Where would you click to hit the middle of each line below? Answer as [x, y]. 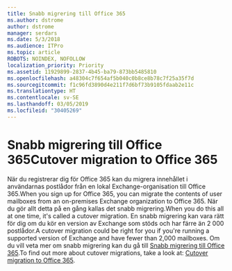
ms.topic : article [34, 53]
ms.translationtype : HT [42, 91]
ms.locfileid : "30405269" [44, 110]
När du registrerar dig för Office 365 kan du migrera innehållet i [98, 179]
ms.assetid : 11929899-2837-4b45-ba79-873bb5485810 [82, 72]
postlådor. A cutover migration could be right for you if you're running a [108, 231]
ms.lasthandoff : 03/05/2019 [48, 104]
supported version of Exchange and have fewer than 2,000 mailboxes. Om [114, 238]
